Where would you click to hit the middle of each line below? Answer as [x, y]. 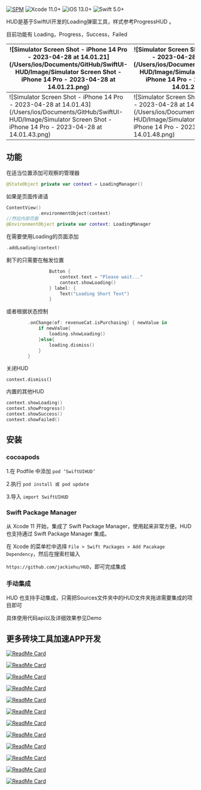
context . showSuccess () [34, 414]
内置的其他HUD [25, 392]
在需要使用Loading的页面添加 [42, 237]
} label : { [63, 288]
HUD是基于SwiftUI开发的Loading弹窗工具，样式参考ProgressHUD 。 [90, 22]
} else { [46, 339]
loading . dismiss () [72, 345]
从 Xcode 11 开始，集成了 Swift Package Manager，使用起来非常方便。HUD [99, 526]
